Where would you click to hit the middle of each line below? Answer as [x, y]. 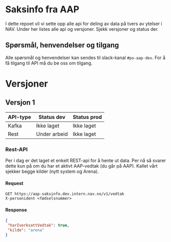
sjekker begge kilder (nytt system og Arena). [52, 172]
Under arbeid [52, 134]
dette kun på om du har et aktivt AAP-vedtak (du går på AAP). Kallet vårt [81, 166]
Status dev [52, 117]
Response [16, 210]
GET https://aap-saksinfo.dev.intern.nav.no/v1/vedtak [65, 194]
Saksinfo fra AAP [42, 9]
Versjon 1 [20, 103]
